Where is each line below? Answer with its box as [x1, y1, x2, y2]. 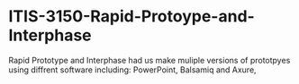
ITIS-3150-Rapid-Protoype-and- [8, 6, 256, 27]
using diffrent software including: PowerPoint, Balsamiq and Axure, [8, 64, 258, 75]
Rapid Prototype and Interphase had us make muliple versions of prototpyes [8, 55, 291, 65]
